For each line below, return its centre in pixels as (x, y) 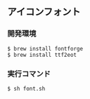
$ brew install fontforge (45, 48)
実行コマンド (29, 74)
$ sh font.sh (26, 88)
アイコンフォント (44, 12)
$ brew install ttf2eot (42, 55)
